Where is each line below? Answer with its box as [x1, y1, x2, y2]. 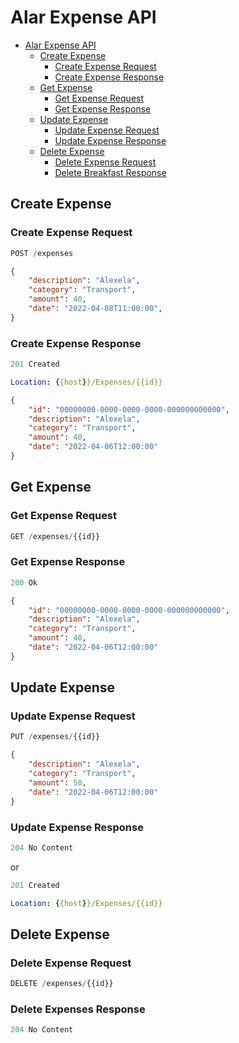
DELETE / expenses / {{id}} [10, 979, 114, 989]
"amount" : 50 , [28, 777, 87, 788]
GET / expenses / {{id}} [10, 531, 101, 541]
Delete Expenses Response [10, 1002, 146, 1016]
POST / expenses [10, 248, 74, 258]
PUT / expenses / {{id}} [10, 732, 101, 742]
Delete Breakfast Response [54, 166, 167, 178]
